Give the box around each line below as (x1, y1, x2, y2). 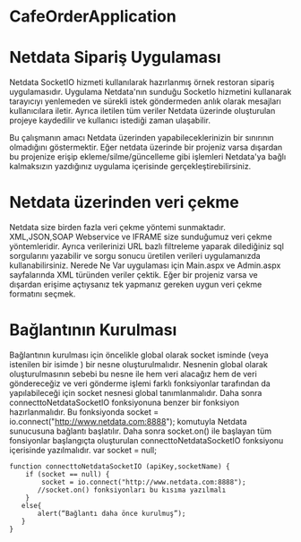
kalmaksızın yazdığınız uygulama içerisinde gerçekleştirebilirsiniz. (9, 161, 252, 172)
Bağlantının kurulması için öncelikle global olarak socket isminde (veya (9, 349, 269, 360)
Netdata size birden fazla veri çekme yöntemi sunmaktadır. (9, 222, 226, 233)
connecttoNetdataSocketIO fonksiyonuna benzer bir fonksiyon (9, 397, 240, 408)
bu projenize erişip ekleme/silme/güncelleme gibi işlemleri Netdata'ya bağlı (9, 151, 287, 162)
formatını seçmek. (9, 288, 76, 299)
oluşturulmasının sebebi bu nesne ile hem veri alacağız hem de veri (9, 369, 257, 379)
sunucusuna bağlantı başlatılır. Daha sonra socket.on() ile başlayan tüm (9, 426, 271, 436)
